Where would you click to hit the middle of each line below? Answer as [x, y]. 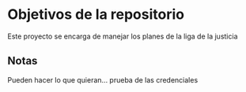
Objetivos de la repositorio [96, 15]
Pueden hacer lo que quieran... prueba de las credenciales [103, 79]
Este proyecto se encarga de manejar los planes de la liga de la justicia [123, 36]
